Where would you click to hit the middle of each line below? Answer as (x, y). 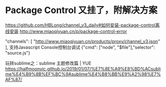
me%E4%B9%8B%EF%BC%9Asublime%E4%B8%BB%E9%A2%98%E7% (83, 74)
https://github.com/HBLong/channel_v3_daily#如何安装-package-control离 (82, 25)
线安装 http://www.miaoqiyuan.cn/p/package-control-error (66, 31)
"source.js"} (18, 52)
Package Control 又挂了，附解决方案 (81, 10)
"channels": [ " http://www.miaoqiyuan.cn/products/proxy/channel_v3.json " (82, 41)
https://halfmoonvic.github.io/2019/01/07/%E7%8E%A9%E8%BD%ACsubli (83, 68)
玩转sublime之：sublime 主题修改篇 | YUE (48, 63)
